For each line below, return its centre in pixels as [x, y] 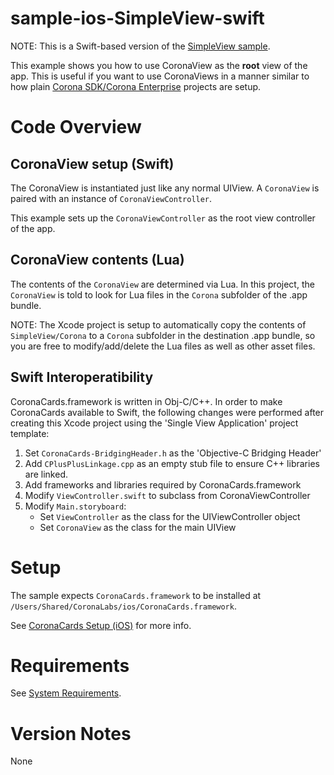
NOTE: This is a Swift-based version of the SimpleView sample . [140, 46]
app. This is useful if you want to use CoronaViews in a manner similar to [160, 76]
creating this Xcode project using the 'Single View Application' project [154, 423]
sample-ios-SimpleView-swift [137, 18]
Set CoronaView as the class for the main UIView [138, 527]
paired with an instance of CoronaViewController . [111, 198]
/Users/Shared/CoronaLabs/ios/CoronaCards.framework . [123, 606]
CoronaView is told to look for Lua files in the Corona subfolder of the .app [159, 294]
